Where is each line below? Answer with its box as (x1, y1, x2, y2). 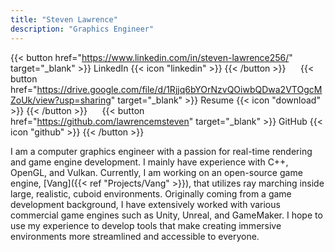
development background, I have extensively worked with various (10, 198, 281, 210)
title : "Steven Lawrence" (10, 14, 118, 25)
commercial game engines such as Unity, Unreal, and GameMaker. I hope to (10, 209, 323, 221)
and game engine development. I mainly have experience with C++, (10, 156, 289, 168)
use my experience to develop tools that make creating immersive (10, 219, 282, 231)
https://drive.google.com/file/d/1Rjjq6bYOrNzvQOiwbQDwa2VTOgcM (36, 83, 323, 95)
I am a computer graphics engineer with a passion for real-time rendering (10, 145, 313, 157)
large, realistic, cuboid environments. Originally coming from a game (10, 187, 292, 200)
